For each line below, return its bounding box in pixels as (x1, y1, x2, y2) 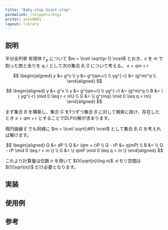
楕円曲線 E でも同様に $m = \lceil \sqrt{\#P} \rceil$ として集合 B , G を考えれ (5, 126, 161, 132)
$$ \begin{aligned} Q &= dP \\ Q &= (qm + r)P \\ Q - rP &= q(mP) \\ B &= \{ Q (6, 142, 163, 148)
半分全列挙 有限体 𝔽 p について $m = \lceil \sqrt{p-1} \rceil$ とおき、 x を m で (5, 56, 163, 63)
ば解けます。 (5, 132, 32, 138)
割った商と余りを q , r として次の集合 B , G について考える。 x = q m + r (5, 62, 149, 68)
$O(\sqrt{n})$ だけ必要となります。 (5, 164, 79, 170)
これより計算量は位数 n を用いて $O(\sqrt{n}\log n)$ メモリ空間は (5, 158, 141, 164)
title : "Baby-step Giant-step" (5, 7, 71, 13)
